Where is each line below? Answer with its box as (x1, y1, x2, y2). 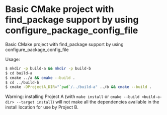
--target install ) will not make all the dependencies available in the (16, 99, 159, 105)
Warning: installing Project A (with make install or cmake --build (5, 93, 140, 99)
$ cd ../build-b (5, 80, 39, 85)
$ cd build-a (5, 70, 33, 75)
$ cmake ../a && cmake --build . (5, 75, 75, 80)
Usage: (5, 56, 20, 62)
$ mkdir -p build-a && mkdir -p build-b (5, 66, 92, 71)
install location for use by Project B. (5, 104, 79, 110)
